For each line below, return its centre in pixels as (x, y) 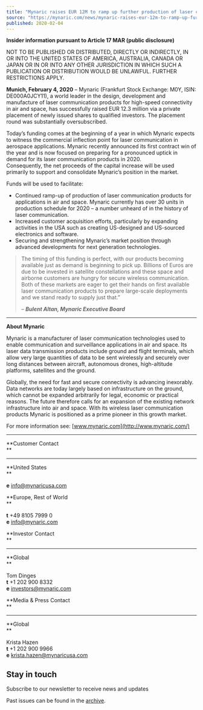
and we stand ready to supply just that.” (71, 297)
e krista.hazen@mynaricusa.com (47, 655)
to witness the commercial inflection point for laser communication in (92, 140)
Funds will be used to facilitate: (45, 184)
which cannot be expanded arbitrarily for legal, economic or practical (92, 395)
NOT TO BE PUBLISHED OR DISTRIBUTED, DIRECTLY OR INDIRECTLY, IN (98, 52)
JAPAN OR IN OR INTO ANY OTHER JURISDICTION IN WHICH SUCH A (94, 65)
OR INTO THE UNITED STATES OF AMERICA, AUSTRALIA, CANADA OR (95, 59)
